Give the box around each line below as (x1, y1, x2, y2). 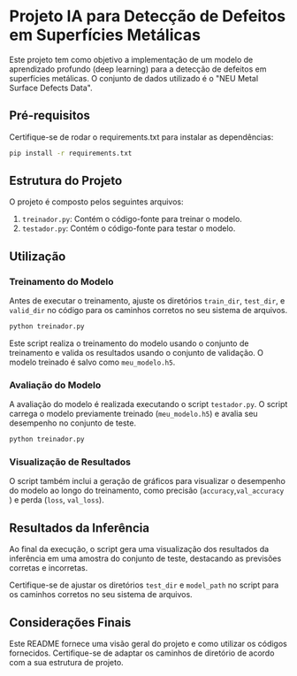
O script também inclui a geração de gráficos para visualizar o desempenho (9, 476, 286, 487)
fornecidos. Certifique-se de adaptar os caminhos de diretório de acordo (9, 648, 275, 658)
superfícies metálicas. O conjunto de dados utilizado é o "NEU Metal (9, 73, 259, 83)
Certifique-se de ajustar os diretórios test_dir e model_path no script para (9, 580, 279, 590)
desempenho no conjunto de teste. (9, 418, 137, 428)
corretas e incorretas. (9, 563, 88, 573)
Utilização (9, 249, 66, 264)
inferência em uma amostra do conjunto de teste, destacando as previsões (9, 553, 282, 564)
